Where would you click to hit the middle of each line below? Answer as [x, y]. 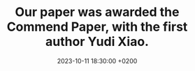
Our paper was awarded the [97, 12]
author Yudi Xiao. [97, 42]
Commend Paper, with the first [97, 27]
